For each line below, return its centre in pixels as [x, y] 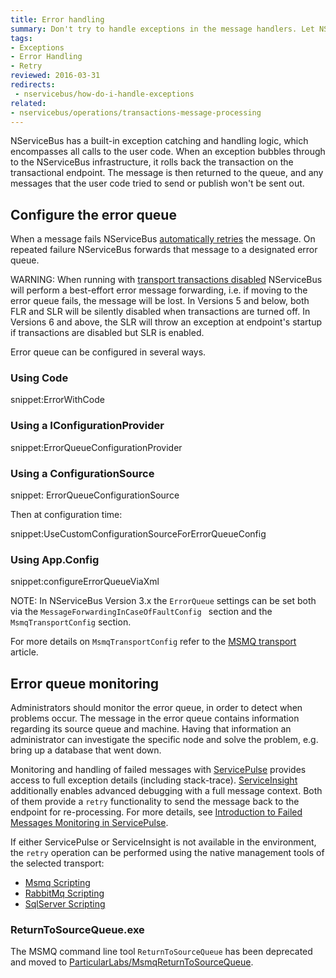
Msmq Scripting [57, 883]
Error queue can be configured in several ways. [108, 352]
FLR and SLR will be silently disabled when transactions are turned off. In [160, 312]
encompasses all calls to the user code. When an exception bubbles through [168, 152]
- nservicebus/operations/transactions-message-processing [136, 112]
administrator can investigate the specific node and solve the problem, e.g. [164, 740]
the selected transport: [57, 863]
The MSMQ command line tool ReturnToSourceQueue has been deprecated [161, 952]
